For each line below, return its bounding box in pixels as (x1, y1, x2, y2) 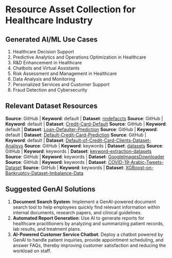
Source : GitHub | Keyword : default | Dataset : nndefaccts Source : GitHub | (5, 115, 163, 121)
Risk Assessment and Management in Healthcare (12, 70, 117, 77)
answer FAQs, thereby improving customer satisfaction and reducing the (12, 242, 166, 248)
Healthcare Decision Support (12, 49, 74, 54)
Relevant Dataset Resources (5, 102, 98, 110)
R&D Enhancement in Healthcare (12, 60, 82, 65)
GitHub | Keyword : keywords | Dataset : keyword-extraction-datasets (5, 148, 152, 154)
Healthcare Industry (5, 14, 93, 26)
